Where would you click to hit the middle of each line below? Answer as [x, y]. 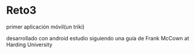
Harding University [29, 45]
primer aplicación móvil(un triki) [46, 27]
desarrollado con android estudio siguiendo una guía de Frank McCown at [98, 38]
